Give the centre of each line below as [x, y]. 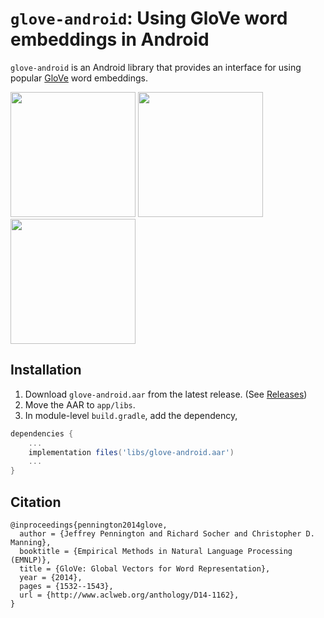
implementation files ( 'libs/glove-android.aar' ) [131, 452]
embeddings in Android [110, 39]
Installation [46, 370]
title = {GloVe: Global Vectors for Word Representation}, [145, 568]
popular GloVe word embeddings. [79, 78]
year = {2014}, [51, 577]
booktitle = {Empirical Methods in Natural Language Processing [156, 551]
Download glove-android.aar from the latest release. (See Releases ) [166, 394]
